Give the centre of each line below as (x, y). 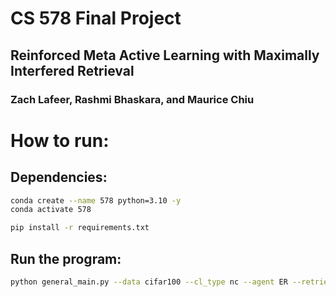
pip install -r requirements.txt (80, 228)
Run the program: (66, 258)
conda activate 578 (51, 210)
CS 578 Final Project (96, 18)
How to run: (60, 140)
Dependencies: (59, 177)
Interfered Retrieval (72, 70)
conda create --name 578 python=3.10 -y (96, 200)
